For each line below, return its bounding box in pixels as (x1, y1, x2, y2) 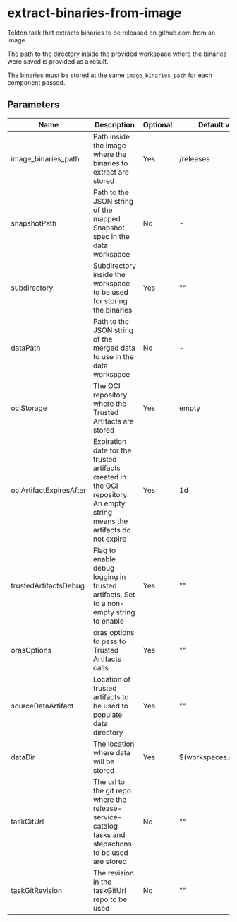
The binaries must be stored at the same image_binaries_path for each (7, 71, 213, 79)
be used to (92, 701, 128, 711)
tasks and (92, 829, 126, 839)
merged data (92, 343, 135, 353)
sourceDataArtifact (11, 701, 74, 711)
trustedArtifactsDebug (11, 580, 85, 590)
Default (197, 119, 224, 129)
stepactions (92, 839, 132, 848)
